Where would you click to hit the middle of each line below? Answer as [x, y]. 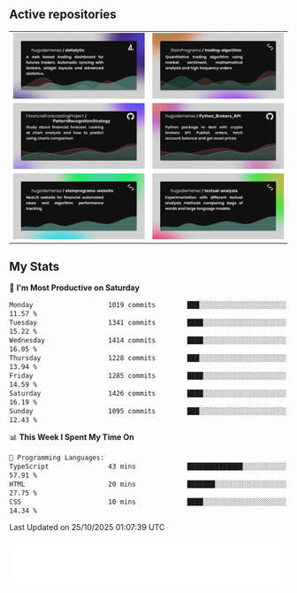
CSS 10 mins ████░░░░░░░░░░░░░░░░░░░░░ [148, 502]
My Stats [34, 266]
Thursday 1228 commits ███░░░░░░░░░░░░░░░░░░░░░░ [148, 358]
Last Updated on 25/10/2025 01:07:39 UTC [87, 528]
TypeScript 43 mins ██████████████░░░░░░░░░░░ [148, 467]
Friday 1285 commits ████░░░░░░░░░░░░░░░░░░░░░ [148, 376]
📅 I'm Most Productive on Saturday [74, 288]
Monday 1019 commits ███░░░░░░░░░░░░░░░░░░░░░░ [148, 305]
